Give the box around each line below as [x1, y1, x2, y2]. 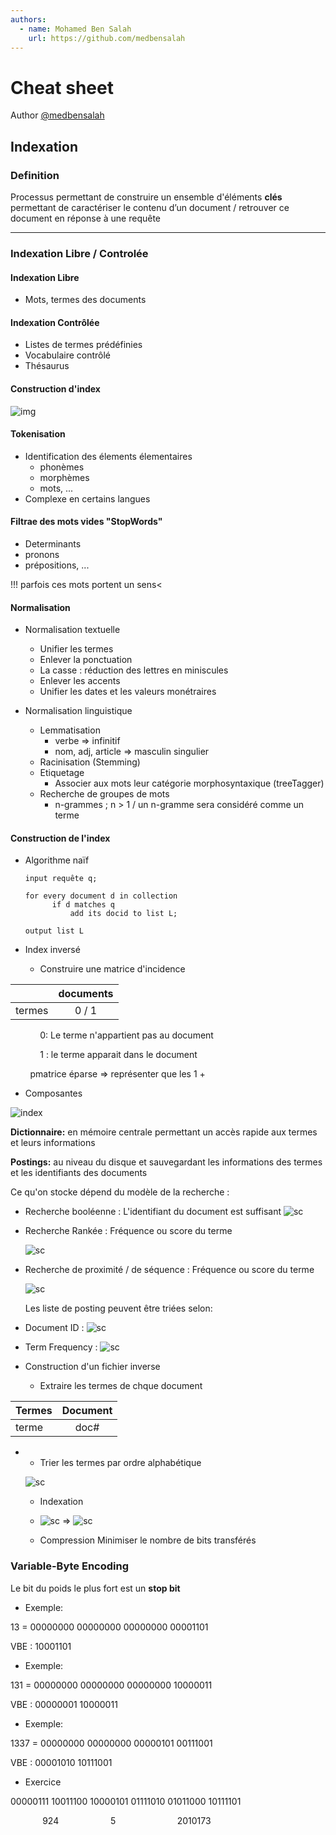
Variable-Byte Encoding [10, 1559, 130, 1573]
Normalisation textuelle [24, 624, 121, 636]
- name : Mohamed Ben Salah [19, 24, 132, 34]
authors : [10, 14, 47, 25]
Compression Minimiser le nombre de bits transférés [39, 1534, 257, 1546]
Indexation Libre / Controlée [10, 246, 149, 260]
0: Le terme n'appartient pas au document [39, 1029, 214, 1041]
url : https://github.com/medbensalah [28, 33, 186, 43]
